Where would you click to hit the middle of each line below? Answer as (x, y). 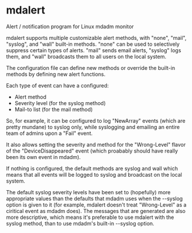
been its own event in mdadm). (43, 157)
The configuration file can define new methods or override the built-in (90, 67)
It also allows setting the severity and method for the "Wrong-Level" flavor (96, 144)
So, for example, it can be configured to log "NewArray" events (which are (96, 120)
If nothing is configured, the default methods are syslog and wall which (92, 168)
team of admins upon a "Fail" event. (49, 133)
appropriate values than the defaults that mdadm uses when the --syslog (95, 198)
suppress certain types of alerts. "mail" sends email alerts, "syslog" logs (94, 50)
